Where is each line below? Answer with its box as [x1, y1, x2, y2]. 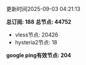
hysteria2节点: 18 [14, 39, 58, 46]
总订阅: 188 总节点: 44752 [6, 18, 72, 26]
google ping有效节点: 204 [6, 52, 72, 59]
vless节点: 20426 [14, 31, 58, 38]
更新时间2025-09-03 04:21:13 [6, 5, 81, 12]
